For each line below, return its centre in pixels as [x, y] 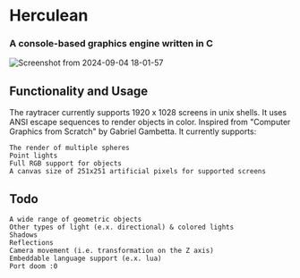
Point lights [34, 156]
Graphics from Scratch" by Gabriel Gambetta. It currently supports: [133, 131]
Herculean [49, 16]
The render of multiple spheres [69, 148]
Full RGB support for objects [66, 164]
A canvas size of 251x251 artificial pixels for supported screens [138, 172]
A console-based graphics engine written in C [111, 44]
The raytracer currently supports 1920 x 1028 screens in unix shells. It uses [148, 113]
